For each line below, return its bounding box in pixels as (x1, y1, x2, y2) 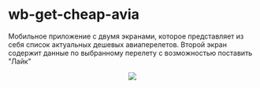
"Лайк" (8, 57, 32, 66)
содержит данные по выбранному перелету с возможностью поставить (8, 48, 253, 57)
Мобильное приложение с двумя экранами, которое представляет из (8, 31, 244, 41)
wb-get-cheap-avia (8, 5, 140, 24)
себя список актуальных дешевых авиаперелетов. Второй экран (8, 39, 227, 49)
